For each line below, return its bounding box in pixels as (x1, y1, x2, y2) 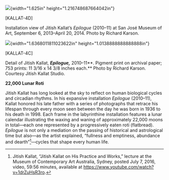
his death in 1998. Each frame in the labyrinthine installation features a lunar (5, 111, 162, 117)
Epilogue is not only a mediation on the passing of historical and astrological (5, 127, 163, 133)
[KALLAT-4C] (5, 50, 33, 56)
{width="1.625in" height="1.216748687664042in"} (10, 6, 115, 11)
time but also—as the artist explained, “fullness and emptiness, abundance (5, 133, 160, 138)
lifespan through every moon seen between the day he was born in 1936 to (5, 106, 161, 112)
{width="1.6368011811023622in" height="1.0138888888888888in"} (10, 41, 150, 46)
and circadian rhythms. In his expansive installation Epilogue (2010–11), (5, 95, 152, 101)
